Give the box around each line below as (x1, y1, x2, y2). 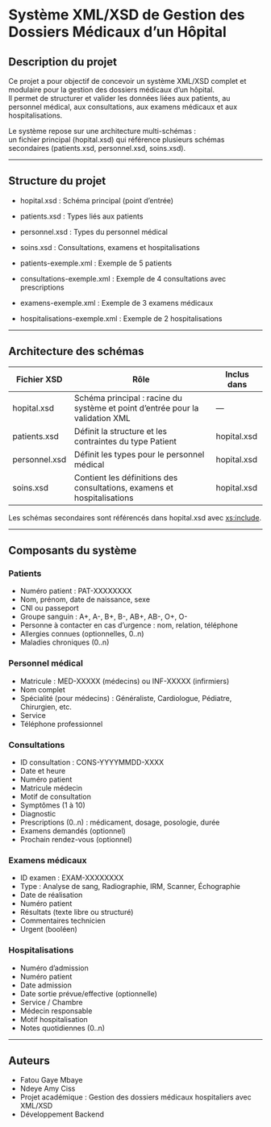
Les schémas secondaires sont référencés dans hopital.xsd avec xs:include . (8, 512, 262, 522)
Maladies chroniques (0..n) (19, 637, 110, 647)
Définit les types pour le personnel (73, 449, 205, 460)
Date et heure (19, 766, 66, 775)
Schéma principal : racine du (73, 392, 183, 403)
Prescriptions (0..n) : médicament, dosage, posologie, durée (19, 817, 220, 827)
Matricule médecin (19, 783, 83, 792)
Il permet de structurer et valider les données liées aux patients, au (8, 94, 231, 102)
